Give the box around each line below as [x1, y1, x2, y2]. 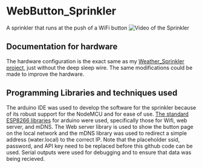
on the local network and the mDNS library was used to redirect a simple [6, 129, 187, 137]
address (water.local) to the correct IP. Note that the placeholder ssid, [6, 135, 180, 143]
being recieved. [6, 155, 45, 162]
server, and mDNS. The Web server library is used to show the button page [6, 123, 194, 130]
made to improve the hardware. [6, 70, 85, 78]
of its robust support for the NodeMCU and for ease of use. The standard [6, 110, 189, 117]
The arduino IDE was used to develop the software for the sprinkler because [6, 104, 197, 111]
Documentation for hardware [6, 42, 118, 52]
